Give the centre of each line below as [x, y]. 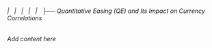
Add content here [32, 39]
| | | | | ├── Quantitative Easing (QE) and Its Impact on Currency [106, 11]
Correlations [25, 18]
